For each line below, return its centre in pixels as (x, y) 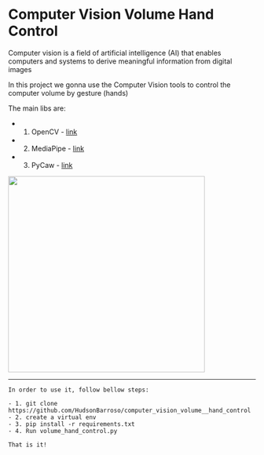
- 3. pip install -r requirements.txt (71, 424)
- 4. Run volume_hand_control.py (63, 431)
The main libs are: (37, 108)
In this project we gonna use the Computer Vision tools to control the (119, 85)
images (20, 69)
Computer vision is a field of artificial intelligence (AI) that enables (115, 53)
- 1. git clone (33, 403)
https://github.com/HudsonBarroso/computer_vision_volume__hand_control (130, 410)
